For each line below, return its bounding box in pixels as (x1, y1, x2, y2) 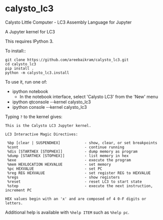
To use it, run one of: (5, 79, 48, 85)
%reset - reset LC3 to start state (7, 179, 142, 184)
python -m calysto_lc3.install (5, 70, 69, 75)
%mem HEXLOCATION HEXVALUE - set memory (7, 162, 111, 167)
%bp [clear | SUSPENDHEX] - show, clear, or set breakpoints (7, 140, 158, 145)
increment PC (5, 188, 32, 192)
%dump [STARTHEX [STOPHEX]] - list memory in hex (7, 153, 129, 158)
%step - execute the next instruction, (7, 183, 153, 189)
